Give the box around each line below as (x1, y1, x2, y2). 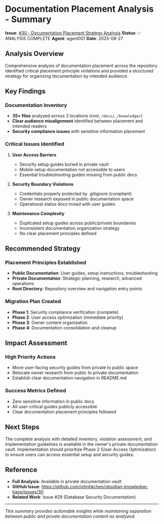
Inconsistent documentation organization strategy (19, 225, 120, 231)
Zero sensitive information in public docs (12, 398, 94, 404)
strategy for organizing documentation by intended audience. (5, 73, 128, 79)
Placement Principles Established (5, 259, 86, 266)
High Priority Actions (5, 353, 56, 360)
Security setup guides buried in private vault (19, 161, 109, 167)
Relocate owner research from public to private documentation (12, 370, 139, 376)
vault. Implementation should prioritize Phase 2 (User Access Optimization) (5, 446, 156, 452)
